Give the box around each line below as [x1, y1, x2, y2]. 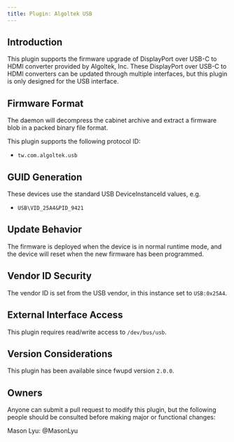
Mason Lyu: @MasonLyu [7, 427, 78, 435]
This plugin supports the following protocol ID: [7, 138, 142, 146]
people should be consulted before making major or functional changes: [7, 413, 216, 422]
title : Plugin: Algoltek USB [7, 10, 92, 18]
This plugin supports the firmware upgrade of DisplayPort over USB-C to [7, 55, 217, 63]
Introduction [7, 36, 63, 48]
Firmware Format [7, 98, 84, 109]
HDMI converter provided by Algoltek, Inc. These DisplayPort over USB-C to [7, 62, 227, 71]
